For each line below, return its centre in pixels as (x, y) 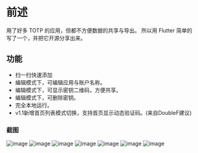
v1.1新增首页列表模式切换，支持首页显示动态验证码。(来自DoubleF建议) (103, 112)
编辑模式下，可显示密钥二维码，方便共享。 (68, 90)
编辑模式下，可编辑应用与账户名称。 (60, 82)
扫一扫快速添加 (34, 75)
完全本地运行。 (34, 105)
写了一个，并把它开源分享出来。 (46, 38)
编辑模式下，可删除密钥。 (47, 97)
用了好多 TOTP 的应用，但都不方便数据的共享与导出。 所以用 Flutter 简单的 (99, 30)
